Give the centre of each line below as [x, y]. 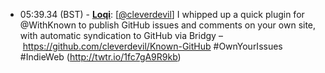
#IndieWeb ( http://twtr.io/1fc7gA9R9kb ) [100, 57]
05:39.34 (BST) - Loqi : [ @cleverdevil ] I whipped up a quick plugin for [162, 14]
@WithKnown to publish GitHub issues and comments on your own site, [168, 25]
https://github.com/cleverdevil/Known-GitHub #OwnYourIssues [152, 46]
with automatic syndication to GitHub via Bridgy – [121, 35]
